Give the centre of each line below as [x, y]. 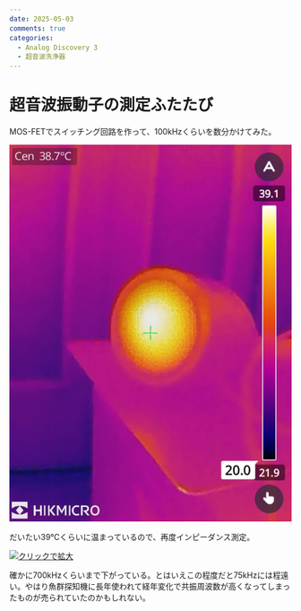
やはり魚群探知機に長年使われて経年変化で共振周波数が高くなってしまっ [158, 587]
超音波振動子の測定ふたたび [112, 105]
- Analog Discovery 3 [58, 48]
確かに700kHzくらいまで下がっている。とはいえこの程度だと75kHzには [141, 575]
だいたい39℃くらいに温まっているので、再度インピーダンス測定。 [132, 537]
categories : [31, 38]
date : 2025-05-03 [42, 19]
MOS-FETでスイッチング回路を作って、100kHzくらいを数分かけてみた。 [143, 132]
